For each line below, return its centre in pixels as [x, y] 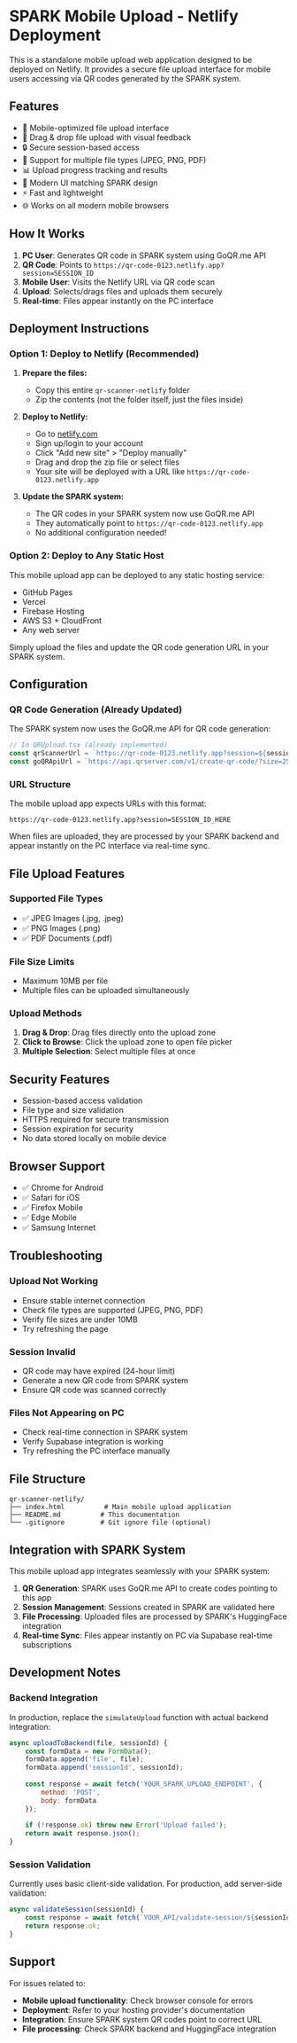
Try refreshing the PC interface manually [96, 1451]
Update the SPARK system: [72, 497]
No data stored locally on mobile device [94, 1139]
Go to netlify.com [67, 434]
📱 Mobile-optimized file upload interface [95, 128]
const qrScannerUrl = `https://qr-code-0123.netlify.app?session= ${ [138, 754]
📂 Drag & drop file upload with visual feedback [107, 137]
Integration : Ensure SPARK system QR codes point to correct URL [142, 2019]
